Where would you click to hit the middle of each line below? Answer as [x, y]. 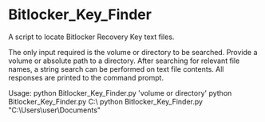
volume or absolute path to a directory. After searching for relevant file [124, 61]
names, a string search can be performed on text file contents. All [116, 69]
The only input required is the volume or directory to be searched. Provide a [133, 52]
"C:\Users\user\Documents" [55, 110]
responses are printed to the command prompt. [86, 77]
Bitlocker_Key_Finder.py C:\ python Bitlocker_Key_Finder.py [106, 101]
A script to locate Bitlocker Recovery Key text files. [91, 37]
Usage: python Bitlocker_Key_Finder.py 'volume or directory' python [120, 92]
